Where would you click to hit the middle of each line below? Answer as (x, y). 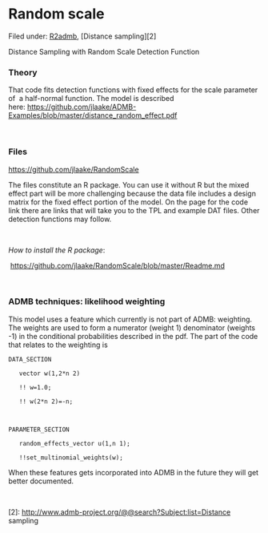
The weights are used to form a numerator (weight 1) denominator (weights (132, 327)
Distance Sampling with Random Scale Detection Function (104, 51)
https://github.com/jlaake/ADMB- (82, 107)
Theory (23, 72)
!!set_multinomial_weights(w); (71, 458)
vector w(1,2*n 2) (50, 374)
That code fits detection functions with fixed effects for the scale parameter (133, 90)
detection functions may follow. (60, 219)
